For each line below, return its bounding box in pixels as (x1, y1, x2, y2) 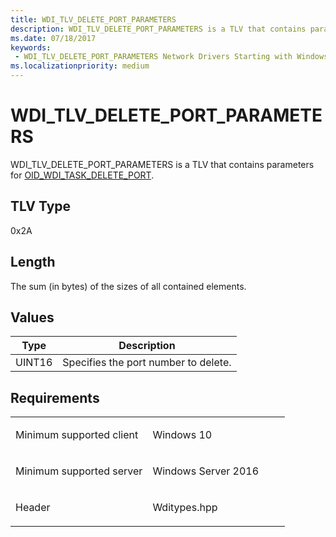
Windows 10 (152, 428, 213, 442)
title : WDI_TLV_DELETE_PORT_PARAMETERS (10, 14, 177, 25)
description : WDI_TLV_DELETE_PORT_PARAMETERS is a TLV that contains (10, 24, 307, 34)
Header (15, 501, 51, 515)
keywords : (10, 42, 52, 53)
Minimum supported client (15, 428, 139, 442)
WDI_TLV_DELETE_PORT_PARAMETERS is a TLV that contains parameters (10, 158, 315, 170)
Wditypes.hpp (152, 501, 218, 515)
